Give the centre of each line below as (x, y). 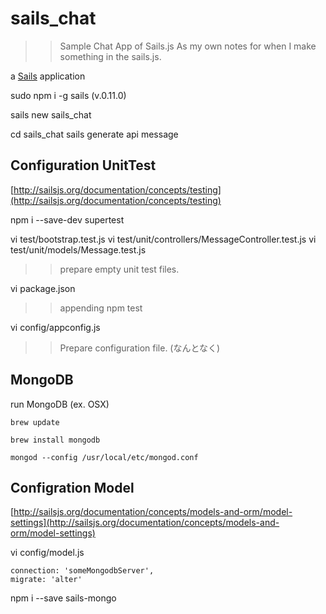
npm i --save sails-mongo (63, 598)
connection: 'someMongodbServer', (82, 571)
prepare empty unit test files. (119, 269)
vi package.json (43, 288)
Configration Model (72, 487)
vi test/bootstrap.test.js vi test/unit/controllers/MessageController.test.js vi (163, 239)
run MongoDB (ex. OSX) (60, 404)
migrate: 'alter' (46, 580)
